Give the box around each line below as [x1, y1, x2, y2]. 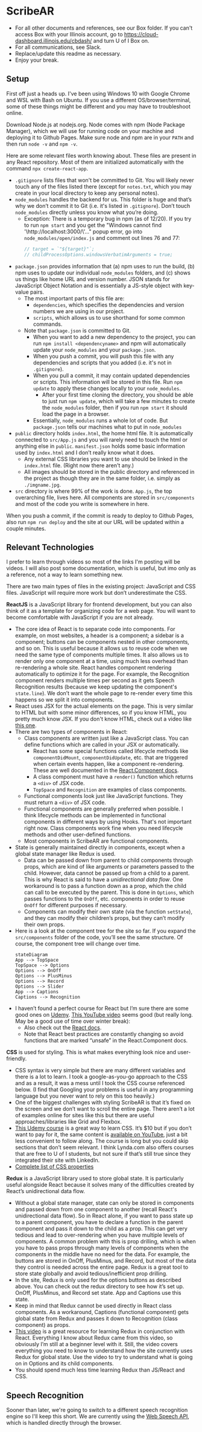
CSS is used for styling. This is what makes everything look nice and [6, 1049, 177, 1056]
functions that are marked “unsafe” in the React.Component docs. [24, 1037, 188, 1044]
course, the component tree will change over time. [14, 940, 140, 947]
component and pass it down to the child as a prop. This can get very [14, 1225, 188, 1233]
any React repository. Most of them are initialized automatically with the [6, 158, 184, 166]
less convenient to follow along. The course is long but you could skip [14, 1138, 189, 1145]
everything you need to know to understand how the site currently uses [14, 1347, 193, 1355]
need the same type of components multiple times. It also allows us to [14, 651, 189, 658]
